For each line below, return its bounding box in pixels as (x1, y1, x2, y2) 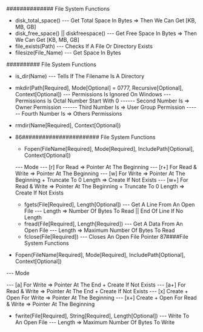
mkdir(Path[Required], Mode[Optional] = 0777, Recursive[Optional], (15, 84, 184, 91)
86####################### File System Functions (15, 133, 156, 141)
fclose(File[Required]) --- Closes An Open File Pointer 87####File (24, 233, 189, 240)
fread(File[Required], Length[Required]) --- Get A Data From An (24, 221, 183, 227)
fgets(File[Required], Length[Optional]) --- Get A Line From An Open (24, 201, 195, 208)
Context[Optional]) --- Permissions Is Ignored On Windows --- (15, 91, 171, 98)
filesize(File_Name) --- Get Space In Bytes (15, 49, 121, 56)
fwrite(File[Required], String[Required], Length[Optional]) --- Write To (15, 312, 190, 319)
